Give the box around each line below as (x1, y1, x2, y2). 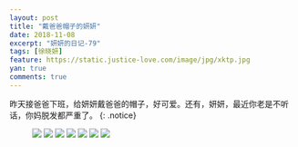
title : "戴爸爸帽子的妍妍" (9, 22, 101, 31)
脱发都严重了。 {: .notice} (40, 110, 137, 121)
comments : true (9, 73, 67, 82)
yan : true (9, 64, 47, 73)
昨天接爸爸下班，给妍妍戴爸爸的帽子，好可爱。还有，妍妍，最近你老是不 (9, 98, 281, 109)
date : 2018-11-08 (9, 30, 76, 39)
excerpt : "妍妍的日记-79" (9, 38, 101, 48)
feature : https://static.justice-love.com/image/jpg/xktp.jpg (9, 55, 251, 64)
